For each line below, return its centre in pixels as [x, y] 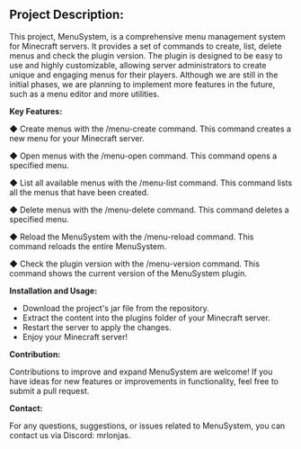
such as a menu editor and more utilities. [84, 94]
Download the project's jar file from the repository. [115, 308]
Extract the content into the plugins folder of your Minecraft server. [146, 318]
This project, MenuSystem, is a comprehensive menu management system [147, 36]
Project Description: [66, 15]
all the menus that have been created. [80, 192]
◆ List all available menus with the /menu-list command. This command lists [151, 183]
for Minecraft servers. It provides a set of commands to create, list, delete [146, 46]
